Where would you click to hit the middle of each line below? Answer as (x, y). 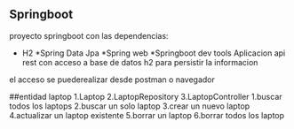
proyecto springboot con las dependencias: (89, 35)
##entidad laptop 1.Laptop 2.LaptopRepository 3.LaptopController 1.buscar (146, 96)
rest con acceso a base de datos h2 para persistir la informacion (140, 62)
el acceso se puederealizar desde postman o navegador (112, 80)
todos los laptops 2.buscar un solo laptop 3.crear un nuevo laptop (130, 106)
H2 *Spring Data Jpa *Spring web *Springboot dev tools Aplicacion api (154, 53)
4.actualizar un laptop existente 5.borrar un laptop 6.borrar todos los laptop (147, 115)
